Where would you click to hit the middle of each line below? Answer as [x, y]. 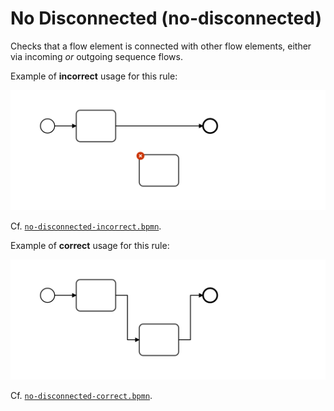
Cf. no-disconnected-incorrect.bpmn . [86, 226]
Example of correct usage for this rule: [90, 245]
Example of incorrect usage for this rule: [94, 76]
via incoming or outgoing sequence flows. [96, 56]
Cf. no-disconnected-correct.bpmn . [81, 395]
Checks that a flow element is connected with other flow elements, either [161, 46]
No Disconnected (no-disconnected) [166, 18]
